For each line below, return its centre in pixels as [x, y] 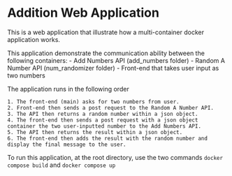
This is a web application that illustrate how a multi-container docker [106, 32]
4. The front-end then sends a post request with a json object [103, 120]
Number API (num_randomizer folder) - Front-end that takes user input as [113, 68]
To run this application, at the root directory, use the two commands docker [115, 157]
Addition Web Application [83, 13]
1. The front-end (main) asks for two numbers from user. [93, 102]
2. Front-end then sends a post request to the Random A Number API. [111, 108]
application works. [34, 39]
